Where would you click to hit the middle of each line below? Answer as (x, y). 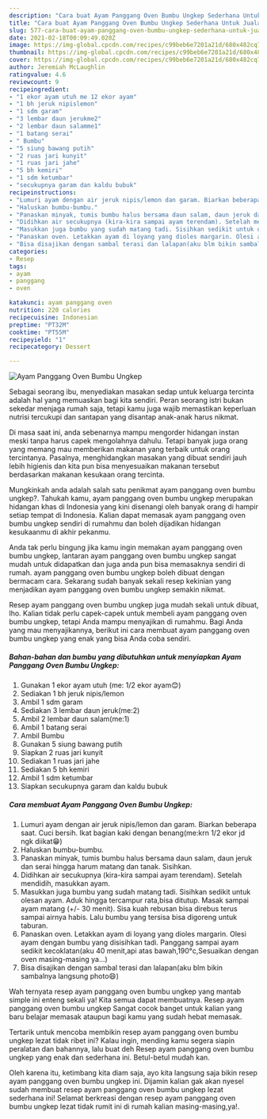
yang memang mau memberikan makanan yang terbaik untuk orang (120, 450)
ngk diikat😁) (41, 841)
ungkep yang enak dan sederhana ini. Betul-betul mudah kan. (110, 1058)
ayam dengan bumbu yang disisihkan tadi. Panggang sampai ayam (130, 943)
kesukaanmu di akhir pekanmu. (60, 532)
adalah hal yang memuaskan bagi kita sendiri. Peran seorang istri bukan (126, 400)
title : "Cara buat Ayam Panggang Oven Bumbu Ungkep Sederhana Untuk (124, 23)
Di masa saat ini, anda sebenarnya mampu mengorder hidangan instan (124, 432)
